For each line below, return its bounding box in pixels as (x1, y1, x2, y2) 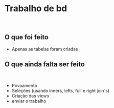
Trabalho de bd (4, 3, 67, 14)
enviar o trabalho (11, 98, 46, 104)
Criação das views (11, 93, 49, 99)
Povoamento (11, 82, 38, 88)
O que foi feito (4, 33, 48, 41)
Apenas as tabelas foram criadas (11, 46, 78, 52)
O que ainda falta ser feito (4, 60, 85, 69)
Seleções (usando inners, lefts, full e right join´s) (11, 88, 110, 93)
